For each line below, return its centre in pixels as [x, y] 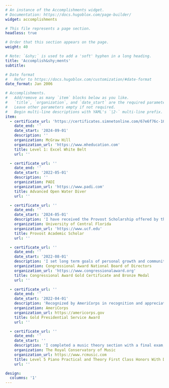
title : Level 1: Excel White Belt [50, 150]
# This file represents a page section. [48, 28]
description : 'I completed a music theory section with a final [83, 346]
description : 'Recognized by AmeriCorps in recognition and [78, 304]
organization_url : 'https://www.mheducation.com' [67, 144]
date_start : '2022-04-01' [41, 299]
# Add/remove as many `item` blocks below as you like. [67, 98]
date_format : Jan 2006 [29, 84]
